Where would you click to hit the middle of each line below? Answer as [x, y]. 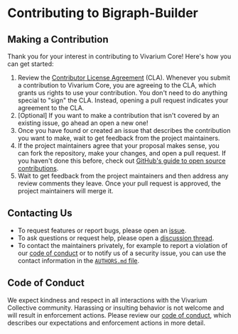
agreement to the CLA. [51, 108]
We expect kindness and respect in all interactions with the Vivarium [107, 300]
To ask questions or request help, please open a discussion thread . [116, 238]
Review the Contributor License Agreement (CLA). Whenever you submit [124, 77]
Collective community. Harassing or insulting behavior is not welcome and [116, 308]
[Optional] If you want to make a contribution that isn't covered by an [118, 115]
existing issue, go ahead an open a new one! [83, 123]
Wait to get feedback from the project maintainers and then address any [123, 176]
